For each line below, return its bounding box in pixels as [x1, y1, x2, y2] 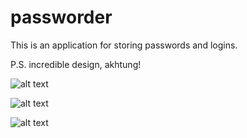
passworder [10, 6, 113, 29]
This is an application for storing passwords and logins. [10, 39, 238, 51]
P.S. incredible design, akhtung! [10, 58, 142, 70]
